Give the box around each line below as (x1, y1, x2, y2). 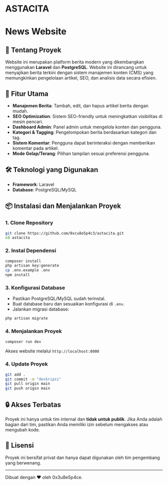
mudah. (12, 108, 28, 114)
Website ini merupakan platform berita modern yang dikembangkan (5, 59, 144, 65)
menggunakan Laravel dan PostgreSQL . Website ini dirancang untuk (5, 64, 147, 70)
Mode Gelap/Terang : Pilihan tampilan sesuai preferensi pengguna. (12, 150, 150, 156)
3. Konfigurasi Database (5, 284, 65, 291)
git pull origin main (5, 381, 50, 386)
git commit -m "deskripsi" (5, 376, 61, 381)
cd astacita (5, 235, 30, 240)
